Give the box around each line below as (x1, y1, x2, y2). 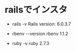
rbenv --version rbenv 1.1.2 (12, 30, 69, 36)
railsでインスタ (5, 4, 68, 15)
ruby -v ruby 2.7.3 (12, 40, 50, 46)
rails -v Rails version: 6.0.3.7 (12, 20, 71, 27)
